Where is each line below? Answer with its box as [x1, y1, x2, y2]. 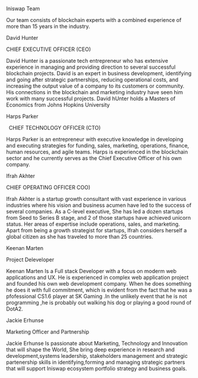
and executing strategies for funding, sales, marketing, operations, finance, [6, 142, 189, 149]
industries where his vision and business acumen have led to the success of [6, 201, 192, 209]
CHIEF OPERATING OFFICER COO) [6, 184, 90, 191]
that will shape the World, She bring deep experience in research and [6, 346, 175, 353]
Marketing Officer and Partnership [6, 328, 90, 335]
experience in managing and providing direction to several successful [6, 63, 176, 71]
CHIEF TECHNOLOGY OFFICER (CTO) [8, 124, 101, 131]
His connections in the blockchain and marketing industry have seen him [6, 89, 183, 95]
